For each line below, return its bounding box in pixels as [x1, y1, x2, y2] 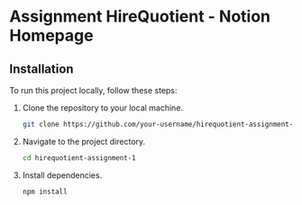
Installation [9, 61, 74, 76]
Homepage [9, 25, 94, 46]
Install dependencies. [22, 169, 103, 181]
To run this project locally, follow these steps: [9, 85, 178, 95]
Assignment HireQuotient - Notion [9, 6, 270, 27]
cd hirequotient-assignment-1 [22, 153, 137, 163]
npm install [22, 187, 68, 196]
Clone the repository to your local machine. [22, 102, 183, 113]
